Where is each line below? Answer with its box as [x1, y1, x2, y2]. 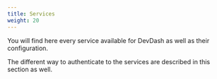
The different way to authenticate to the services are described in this [7, 57, 211, 66]
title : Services [7, 10, 55, 18]
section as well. [7, 65, 53, 73]
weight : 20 [7, 17, 40, 24]
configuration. [7, 44, 48, 52]
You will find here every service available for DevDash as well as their [7, 36, 210, 44]
